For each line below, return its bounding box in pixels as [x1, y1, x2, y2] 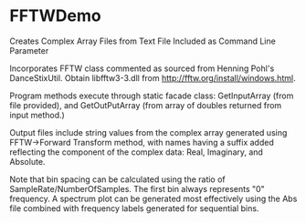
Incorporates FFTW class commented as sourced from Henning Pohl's [9, 63, 275, 74]
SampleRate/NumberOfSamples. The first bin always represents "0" [9, 183, 265, 194]
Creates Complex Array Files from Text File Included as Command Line [9, 35, 276, 46]
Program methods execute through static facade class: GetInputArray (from [9, 90, 294, 101]
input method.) [9, 109, 66, 120]
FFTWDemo [9, 5, 102, 26]
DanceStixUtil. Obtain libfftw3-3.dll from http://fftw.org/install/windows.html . [9, 72, 296, 83]
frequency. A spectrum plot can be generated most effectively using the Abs [9, 193, 298, 204]
